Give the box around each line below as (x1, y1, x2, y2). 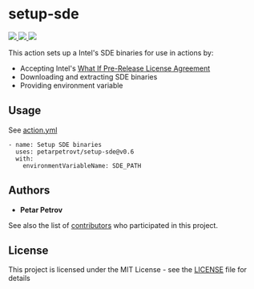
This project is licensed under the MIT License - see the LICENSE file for (8, 265, 247, 275)
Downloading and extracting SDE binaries (19, 71, 158, 81)
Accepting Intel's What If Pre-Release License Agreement (19, 63, 211, 73)
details (8, 274, 30, 283)
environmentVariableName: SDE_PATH (22, 161, 142, 169)
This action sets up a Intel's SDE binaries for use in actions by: (8, 47, 214, 57)
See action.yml (8, 125, 58, 135)
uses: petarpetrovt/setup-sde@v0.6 (15, 148, 135, 156)
